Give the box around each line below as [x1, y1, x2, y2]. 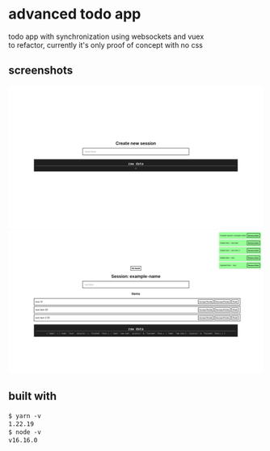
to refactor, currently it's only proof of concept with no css [8, 40, 204, 49]
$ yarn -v [8, 411, 42, 420]
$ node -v [8, 428, 42, 436]
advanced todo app [8, 5, 141, 23]
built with [8, 390, 57, 403]
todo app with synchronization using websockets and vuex [8, 32, 205, 41]
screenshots [8, 64, 74, 78]
